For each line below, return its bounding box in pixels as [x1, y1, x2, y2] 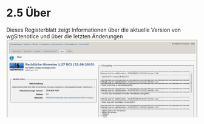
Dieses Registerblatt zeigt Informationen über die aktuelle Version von [6, 26, 181, 33]
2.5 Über [6, 6, 52, 20]
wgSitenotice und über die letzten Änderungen [6, 32, 123, 40]
